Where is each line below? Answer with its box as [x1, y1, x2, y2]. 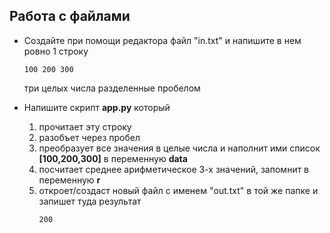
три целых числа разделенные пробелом [23, 82, 201, 94]
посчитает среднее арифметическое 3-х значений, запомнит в [38, 163, 310, 175]
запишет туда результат [38, 195, 142, 207]
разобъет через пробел [38, 131, 141, 143]
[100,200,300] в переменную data [38, 152, 188, 164]
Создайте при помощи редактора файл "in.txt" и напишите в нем [23, 34, 302, 46]
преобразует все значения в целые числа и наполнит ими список [38, 142, 321, 154]
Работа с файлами [9, 8, 131, 25]
